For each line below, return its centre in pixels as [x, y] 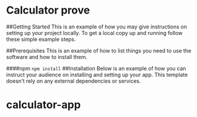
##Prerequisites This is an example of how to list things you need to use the [99, 50]
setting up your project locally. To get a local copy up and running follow [94, 32]
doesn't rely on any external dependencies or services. [74, 81]
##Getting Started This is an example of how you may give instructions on [97, 27]
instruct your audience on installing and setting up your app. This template [97, 74]
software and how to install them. [47, 57]
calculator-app [44, 105]
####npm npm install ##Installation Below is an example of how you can [96, 68]
